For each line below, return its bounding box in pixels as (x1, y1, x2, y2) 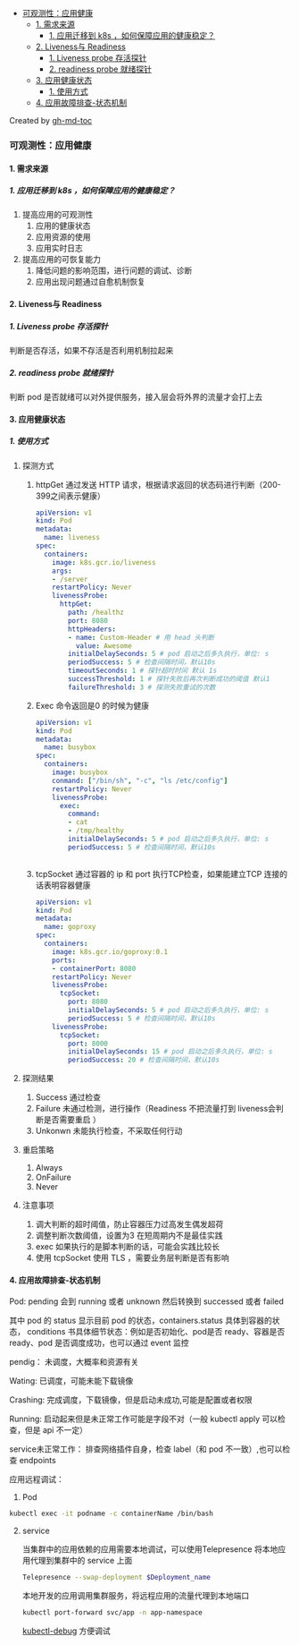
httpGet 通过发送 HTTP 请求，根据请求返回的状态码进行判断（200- (35, 479, 281, 490)
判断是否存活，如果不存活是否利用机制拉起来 (9, 345, 174, 356)
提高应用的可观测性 (21, 209, 94, 220)
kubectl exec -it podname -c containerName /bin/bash (9, 1509, 214, 1519)
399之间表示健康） (35, 490, 105, 501)
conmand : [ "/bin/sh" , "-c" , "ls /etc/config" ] (52, 776, 228, 785)
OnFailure (35, 1172, 71, 1183)
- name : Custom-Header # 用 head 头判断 (67, 633, 215, 642)
